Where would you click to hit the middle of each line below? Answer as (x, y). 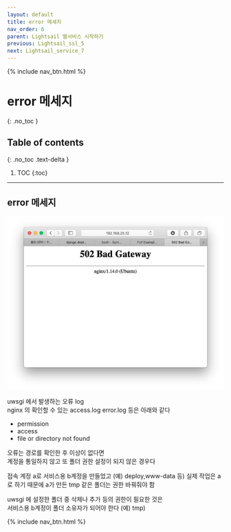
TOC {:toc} (32, 173)
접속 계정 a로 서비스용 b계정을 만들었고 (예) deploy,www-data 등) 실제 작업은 (112, 475)
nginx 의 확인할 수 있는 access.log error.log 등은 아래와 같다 (89, 410)
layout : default (30, 14)
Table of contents (45, 142)
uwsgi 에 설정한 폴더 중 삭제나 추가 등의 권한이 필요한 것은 (85, 499)
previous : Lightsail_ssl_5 (46, 44)
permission (33, 424)
